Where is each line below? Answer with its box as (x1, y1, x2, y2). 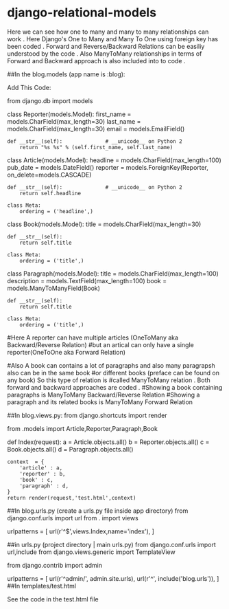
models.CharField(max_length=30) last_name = (7, 117, 141, 125)
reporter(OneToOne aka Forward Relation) (7, 348, 125, 356)
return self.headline (19, 190, 81, 197)
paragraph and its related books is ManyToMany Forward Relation (7, 397, 193, 406)
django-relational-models (7, 5, 156, 21)
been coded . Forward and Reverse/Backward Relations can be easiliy (7, 42, 205, 50)
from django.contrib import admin (7, 561, 103, 569)
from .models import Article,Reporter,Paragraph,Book (7, 424, 158, 432)
